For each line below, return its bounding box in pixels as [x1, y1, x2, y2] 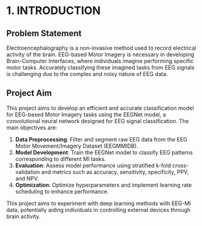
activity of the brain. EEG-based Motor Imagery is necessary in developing [6, 51, 195, 58]
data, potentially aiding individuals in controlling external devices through [6, 206, 191, 213]
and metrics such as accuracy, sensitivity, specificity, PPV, [41, 168, 189, 175]
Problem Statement [6, 28, 82, 39]
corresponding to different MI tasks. [15, 155, 106, 162]
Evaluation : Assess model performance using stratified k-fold [15, 162, 171, 169]
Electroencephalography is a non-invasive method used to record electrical [6, 44, 196, 51]
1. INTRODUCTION [6, 4, 101, 18]
